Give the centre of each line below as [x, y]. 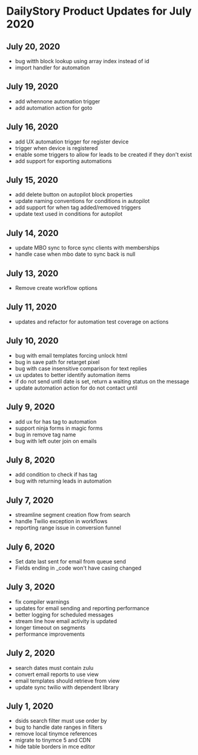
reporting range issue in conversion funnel [68, 528]
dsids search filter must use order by [61, 721]
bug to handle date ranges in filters [59, 727]
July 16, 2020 [32, 127]
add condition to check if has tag [56, 475]
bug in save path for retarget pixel [57, 362]
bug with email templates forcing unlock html [71, 355]
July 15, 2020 [32, 180]
